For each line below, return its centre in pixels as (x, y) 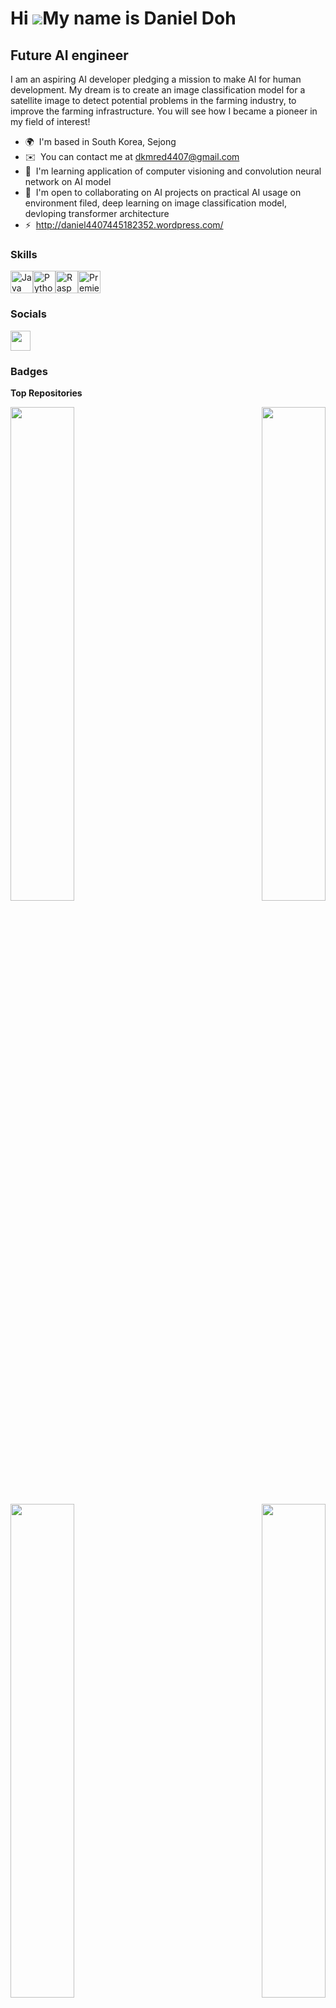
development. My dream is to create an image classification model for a (158, 90)
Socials (28, 314)
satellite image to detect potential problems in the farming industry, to (153, 100)
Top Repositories (46, 393)
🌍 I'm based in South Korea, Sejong (100, 141)
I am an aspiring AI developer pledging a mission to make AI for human (156, 79)
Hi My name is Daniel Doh (123, 18)
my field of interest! (50, 121)
